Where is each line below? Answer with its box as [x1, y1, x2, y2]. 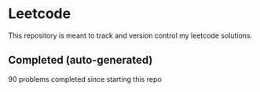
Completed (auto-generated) [8, 53, 153, 67]
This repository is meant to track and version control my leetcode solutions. [8, 31, 253, 40]
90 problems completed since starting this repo [8, 74, 163, 83]
